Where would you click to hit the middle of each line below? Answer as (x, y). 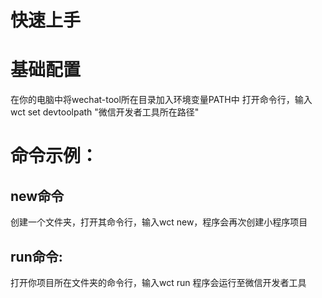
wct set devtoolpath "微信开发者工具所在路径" (105, 112)
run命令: (36, 256)
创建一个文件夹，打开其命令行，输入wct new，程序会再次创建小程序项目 (159, 222)
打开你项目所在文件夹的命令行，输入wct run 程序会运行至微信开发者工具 (158, 282)
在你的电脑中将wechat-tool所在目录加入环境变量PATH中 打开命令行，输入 (161, 100)
